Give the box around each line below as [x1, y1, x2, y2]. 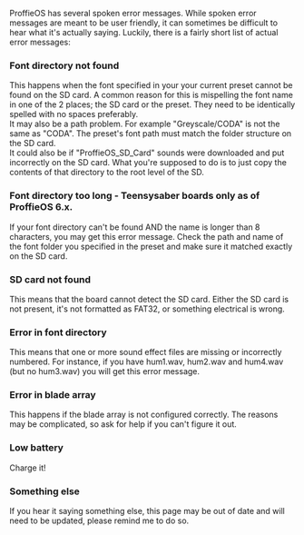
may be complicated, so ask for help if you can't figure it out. [9, 419, 238, 430]
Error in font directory [9, 326, 107, 339]
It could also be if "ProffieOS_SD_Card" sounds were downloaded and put [9, 147, 285, 158]
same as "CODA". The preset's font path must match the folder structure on [9, 128, 292, 139]
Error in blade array [9, 389, 97, 401]
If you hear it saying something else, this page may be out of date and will [9, 506, 286, 517]
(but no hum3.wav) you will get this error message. [9, 366, 201, 377]
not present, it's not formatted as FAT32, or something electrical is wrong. [9, 303, 286, 314]
